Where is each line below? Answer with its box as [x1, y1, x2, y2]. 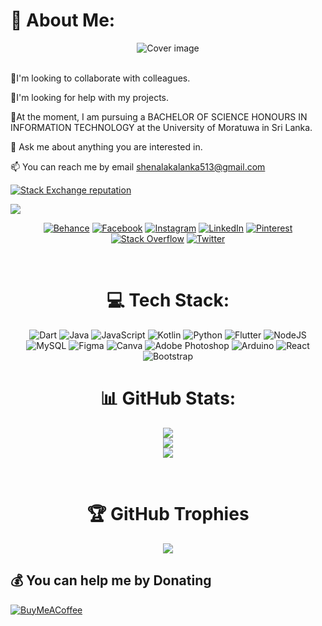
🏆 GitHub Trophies [86, 503, 250, 525]
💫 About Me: [10, 9, 116, 32]
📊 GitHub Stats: [99, 387, 237, 410]
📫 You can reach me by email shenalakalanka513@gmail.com [10, 160, 266, 173]
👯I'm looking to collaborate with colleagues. [10, 72, 191, 84]
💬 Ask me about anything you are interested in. [10, 140, 203, 153]
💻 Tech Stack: [106, 289, 230, 312]
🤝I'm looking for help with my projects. [10, 91, 170, 103]
